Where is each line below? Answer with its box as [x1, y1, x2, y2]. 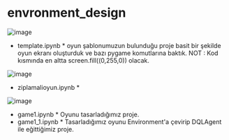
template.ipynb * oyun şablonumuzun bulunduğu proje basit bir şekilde [17, 41, 221, 49]
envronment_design [7, 5, 126, 21]
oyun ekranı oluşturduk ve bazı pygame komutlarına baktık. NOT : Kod [17, 49, 219, 57]
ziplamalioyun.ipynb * [17, 83, 80, 91]
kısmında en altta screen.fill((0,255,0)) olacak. [17, 56, 150, 64]
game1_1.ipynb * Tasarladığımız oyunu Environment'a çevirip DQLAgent [17, 117, 222, 126]
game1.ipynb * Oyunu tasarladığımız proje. [17, 110, 140, 118]
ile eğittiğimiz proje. [17, 125, 75, 133]
